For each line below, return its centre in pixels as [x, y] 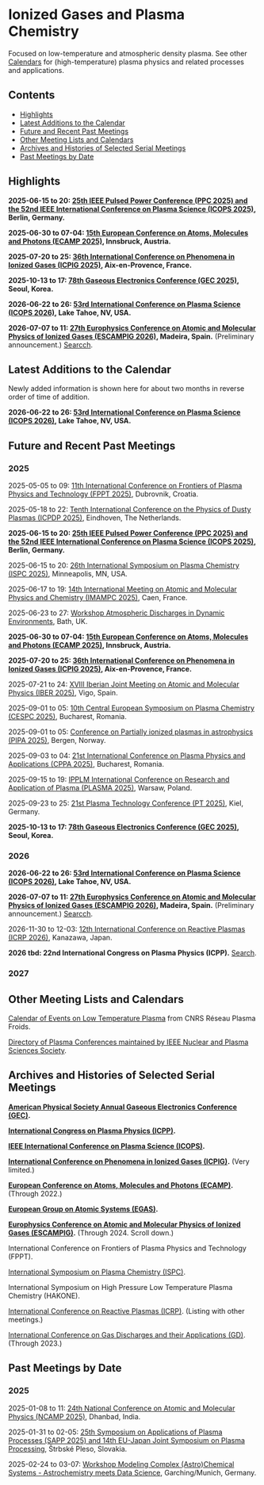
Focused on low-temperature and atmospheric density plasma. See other [128, 53]
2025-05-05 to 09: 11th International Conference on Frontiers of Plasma [125, 486]
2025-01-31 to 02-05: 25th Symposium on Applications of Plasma [115, 1432]
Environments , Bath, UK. [48, 622]
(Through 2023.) [35, 1343]
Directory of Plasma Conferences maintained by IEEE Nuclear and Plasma [128, 1042]
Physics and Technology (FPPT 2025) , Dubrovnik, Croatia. [103, 494]
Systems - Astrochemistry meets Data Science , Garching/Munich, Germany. [132, 1472]
